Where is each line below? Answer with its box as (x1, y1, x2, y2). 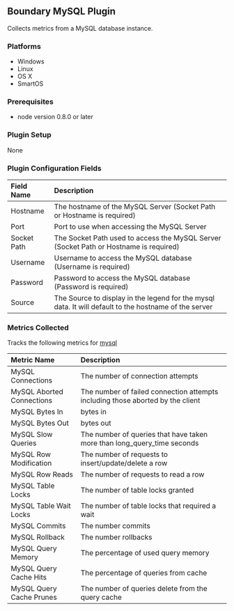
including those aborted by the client (80, 396, 201, 405)
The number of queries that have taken (80, 430, 208, 440)
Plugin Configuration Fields (7, 163, 102, 173)
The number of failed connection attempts (80, 387, 219, 396)
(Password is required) (54, 282, 129, 291)
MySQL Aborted (10, 387, 64, 396)
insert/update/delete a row (80, 458, 168, 468)
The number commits (80, 521, 151, 531)
